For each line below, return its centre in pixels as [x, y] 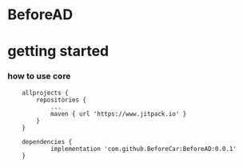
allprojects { [45, 93]
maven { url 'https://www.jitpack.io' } [118, 113]
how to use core [39, 76]
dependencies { [47, 141]
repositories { [62, 100]
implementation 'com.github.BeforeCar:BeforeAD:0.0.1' [143, 149]
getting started [58, 52]
